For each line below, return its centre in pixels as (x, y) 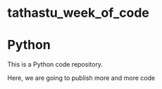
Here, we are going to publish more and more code (81, 78)
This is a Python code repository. (55, 64)
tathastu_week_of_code (78, 13)
